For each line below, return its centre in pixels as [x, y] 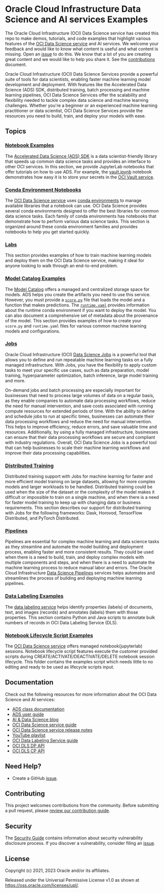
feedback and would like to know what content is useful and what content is [82, 49]
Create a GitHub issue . [35, 778]
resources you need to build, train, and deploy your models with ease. [75, 116]
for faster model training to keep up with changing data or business [73, 502]
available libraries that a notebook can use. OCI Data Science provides [76, 206]
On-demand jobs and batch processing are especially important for [73, 390]
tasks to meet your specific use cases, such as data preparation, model [77, 370]
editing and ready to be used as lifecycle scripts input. [60, 667]
